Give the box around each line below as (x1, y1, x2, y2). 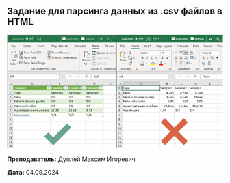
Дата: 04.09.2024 (7, 168, 60, 176)
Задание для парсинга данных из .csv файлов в (7, 5, 222, 17)
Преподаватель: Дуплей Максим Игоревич (7, 155, 136, 163)
